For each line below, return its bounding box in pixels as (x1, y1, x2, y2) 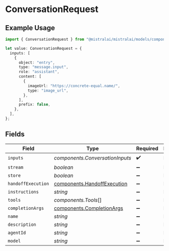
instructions (8, 189, 39, 195)
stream (8, 164, 24, 170)
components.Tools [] (53, 196, 102, 203)
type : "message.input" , (18, 64, 69, 70)
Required (136, 145, 158, 152)
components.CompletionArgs (53, 205, 123, 212)
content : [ (18, 74, 42, 79)
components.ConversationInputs (53, 154, 132, 161)
